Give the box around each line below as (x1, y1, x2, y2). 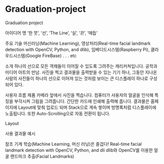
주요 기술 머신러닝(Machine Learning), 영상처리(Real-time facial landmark (5, 40, 151, 46)
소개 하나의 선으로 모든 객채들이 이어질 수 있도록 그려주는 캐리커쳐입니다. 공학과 (5, 63, 158, 69)
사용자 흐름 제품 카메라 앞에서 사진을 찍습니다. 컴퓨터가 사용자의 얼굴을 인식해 (5, 92, 154, 98)
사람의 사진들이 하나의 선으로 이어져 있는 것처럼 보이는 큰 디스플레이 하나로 (5, 75, 149, 81)
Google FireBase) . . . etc (26, 53, 77, 59)
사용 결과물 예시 (5, 131, 36, 136)
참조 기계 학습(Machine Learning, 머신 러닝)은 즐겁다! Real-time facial (5, 141, 142, 147)
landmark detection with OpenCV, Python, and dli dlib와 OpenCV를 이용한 (5, 147, 153, 153)
